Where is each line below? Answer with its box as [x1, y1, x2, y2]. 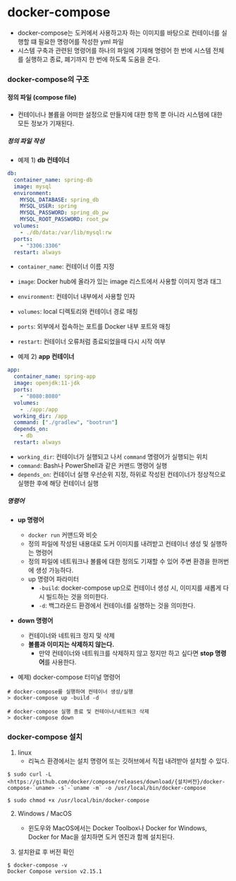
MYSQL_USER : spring [20, 203, 77, 210]
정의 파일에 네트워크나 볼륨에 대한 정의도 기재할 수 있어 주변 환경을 [27, 557, 211, 565]
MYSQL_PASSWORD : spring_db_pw [20, 209, 109, 216]
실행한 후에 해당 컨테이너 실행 [17, 478, 99, 487]
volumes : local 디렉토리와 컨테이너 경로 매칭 [17, 307, 139, 316]
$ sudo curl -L [7, 771, 52, 778]
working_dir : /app [13, 413, 68, 420]
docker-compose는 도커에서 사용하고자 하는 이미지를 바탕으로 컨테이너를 [17, 28, 221, 37]
